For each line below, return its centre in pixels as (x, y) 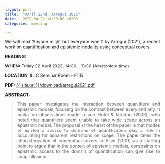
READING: (16, 57)
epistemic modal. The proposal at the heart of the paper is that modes (88, 125)
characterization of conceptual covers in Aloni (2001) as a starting (88, 141)
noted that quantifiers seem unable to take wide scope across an (88, 120)
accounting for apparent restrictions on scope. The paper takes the (88, 135)
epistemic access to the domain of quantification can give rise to (88, 151)
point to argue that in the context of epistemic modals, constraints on (88, 146)
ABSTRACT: (18, 95)
